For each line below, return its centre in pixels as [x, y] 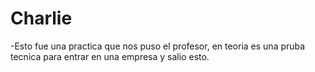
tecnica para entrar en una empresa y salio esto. [110, 56]
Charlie [41, 18]
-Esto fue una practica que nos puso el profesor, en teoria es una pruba [158, 46]
